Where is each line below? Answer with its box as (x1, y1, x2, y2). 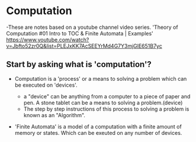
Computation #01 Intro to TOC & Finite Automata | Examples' (6, 29, 154, 37)
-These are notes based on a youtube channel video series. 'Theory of (6, 24, 179, 31)
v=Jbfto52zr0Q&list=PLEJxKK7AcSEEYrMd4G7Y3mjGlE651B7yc (6, 42, 163, 49)
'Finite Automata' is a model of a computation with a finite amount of (14, 123, 182, 130)
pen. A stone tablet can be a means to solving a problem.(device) (23, 99, 183, 106)
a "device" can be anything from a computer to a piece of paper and (23, 93, 191, 100)
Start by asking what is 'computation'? (6, 60, 152, 70)
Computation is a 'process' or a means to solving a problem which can (14, 75, 187, 82)
